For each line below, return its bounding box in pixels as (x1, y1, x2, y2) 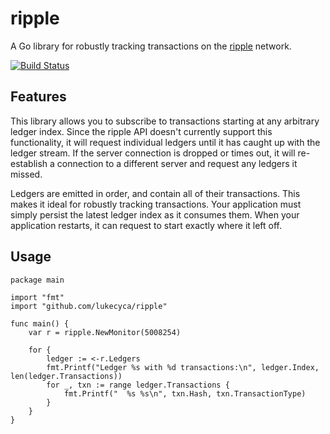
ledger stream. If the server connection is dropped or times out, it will (10, 147, 296, 159)
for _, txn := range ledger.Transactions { (46, 380, 230, 390)
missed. (10, 168, 43, 180)
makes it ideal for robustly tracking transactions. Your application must (10, 198, 302, 210)
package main (10, 275, 65, 285)
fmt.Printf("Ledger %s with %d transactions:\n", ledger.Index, (46, 362, 320, 372)
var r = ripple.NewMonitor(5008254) (28, 327, 182, 337)
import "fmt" (10, 292, 65, 302)
